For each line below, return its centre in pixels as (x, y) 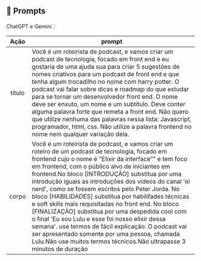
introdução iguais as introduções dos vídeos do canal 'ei (111, 181)
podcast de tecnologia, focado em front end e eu (100, 59)
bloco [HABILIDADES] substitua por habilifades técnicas (111, 196)
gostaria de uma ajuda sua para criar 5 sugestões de (106, 67)
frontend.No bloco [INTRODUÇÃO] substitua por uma (107, 173)
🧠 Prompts (26, 11)
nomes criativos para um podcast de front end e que (106, 74)
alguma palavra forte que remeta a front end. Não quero (110, 112)
